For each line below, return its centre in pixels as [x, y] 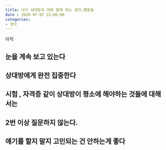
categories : [18, 19]
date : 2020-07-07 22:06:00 [35, 15]
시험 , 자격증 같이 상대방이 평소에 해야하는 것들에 [76, 94]
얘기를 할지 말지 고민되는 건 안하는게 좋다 [65, 142]
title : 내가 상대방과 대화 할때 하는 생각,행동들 [50, 10]
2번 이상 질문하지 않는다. [42, 122]
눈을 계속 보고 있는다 [35, 57]
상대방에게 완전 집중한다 [41, 76]
